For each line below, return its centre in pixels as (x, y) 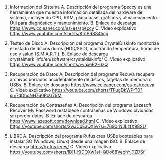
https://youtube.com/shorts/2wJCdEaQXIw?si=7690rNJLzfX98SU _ (79, 126)
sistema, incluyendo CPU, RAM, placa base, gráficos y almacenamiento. (84, 18)
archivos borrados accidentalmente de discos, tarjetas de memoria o (81, 80)
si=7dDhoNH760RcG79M (36, 95)
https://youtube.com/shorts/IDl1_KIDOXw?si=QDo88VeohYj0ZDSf (77, 152)
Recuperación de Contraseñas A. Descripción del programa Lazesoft (81, 105)
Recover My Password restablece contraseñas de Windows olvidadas (82, 110)
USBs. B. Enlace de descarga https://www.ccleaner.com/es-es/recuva (82, 85)
